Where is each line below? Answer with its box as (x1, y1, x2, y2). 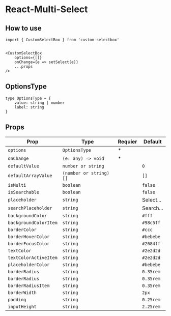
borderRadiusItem (8, 282, 50, 289)
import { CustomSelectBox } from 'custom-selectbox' (5, 37, 120, 42)
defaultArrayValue (8, 173, 52, 179)
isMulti (8, 182, 26, 188)
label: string (14, 104, 44, 110)
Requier (118, 138, 137, 145)
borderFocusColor (8, 241, 50, 246)
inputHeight (8, 304, 37, 309)
